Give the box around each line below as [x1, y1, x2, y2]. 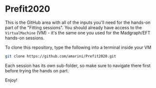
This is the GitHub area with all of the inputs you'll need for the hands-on [5, 19, 151, 25]
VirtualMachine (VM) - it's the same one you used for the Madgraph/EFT [5, 30, 151, 35]
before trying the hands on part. [5, 68, 69, 73]
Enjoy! [5, 77, 18, 83]
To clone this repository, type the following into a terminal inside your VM [5, 44, 152, 50]
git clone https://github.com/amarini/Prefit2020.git [5, 53, 117, 59]
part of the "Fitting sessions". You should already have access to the [5, 24, 142, 30]
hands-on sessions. [5, 35, 45, 41]
